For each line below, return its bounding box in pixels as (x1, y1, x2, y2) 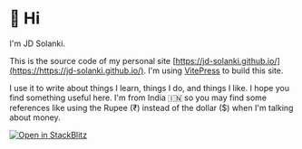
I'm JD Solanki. (9, 38, 66, 49)
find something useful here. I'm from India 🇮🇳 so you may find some (9, 92, 268, 103)
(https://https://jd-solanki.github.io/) (9, 65, 144, 76)
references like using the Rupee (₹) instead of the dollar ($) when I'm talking (9, 102, 294, 113)
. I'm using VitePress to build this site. (143, 65, 284, 76)
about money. (9, 112, 61, 123)
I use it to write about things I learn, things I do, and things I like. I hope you (9, 82, 290, 93)
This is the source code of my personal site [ (9, 55, 177, 66)
